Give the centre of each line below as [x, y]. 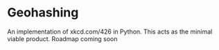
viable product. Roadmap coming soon [62, 38]
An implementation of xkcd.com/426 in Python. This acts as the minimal [110, 32]
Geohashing [43, 13]
